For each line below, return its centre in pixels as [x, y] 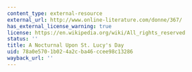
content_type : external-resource [55, 13]
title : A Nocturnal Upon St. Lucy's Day [66, 45]
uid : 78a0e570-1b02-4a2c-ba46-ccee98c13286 [70, 52]
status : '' [23, 39]
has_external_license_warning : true [59, 26]
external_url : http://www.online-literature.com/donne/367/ [95, 20]
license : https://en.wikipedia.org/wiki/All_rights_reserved [96, 33]
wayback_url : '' [30, 58]
